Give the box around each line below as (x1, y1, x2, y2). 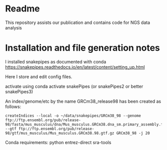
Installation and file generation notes (5, 42, 160, 54)
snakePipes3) (5, 88, 33, 95)
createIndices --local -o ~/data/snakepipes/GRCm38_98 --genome (5, 113, 141, 118)
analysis (5, 24, 22, 30)
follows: (5, 103, 21, 110)
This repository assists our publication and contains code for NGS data (5, 19, 151, 25)
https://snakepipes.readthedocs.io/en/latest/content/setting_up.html (5, 64, 145, 70)
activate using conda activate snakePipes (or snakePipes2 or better (5, 83, 143, 89)
